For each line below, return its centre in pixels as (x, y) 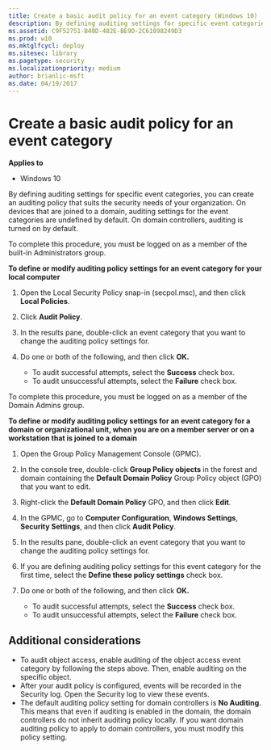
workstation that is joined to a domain (73, 438)
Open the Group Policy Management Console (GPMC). (110, 454)
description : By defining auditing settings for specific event (119, 23)
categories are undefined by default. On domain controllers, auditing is (126, 220)
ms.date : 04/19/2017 (43, 83)
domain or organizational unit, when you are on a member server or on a (131, 430)
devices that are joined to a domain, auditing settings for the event (118, 212)
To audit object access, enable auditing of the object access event (130, 660)
